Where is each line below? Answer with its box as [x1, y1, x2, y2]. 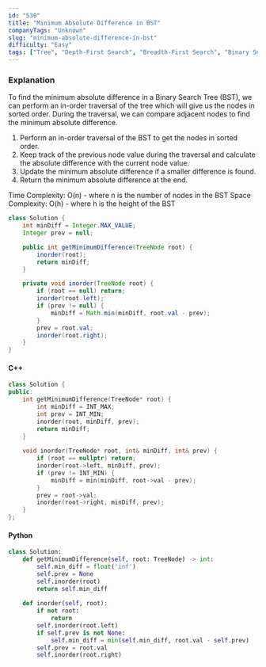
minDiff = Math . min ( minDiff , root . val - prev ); [50, 309, 211, 317]
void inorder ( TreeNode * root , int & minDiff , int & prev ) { [22, 447, 218, 455]
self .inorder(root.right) [36, 651, 123, 659]
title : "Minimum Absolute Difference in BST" [8, 19, 161, 27]
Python [8, 530, 33, 539]
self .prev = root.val [36, 643, 108, 652]
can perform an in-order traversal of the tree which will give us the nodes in [8, 101, 255, 111]
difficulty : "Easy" [8, 41, 73, 49]
